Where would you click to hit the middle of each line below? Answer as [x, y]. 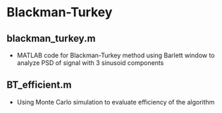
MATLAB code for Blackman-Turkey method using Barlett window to [116, 55]
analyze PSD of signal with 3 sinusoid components [90, 63]
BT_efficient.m [39, 85]
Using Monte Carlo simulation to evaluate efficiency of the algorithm [116, 102]
